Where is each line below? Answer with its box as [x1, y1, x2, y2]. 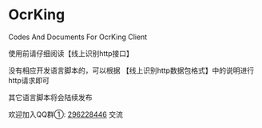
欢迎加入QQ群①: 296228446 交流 [8, 110, 124, 119]
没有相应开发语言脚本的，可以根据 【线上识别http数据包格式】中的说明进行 [8, 66, 254, 75]
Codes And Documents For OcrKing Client [8, 32, 148, 42]
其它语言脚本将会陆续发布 [8, 92, 93, 102]
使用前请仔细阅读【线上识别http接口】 [8, 48, 134, 58]
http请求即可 [8, 75, 50, 85]
